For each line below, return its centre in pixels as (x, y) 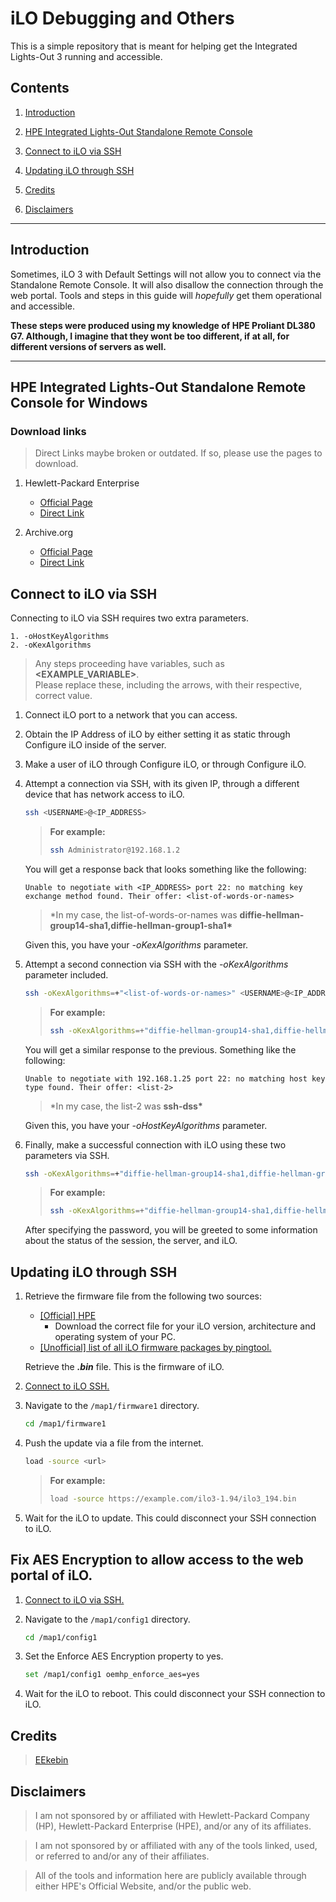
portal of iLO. (51, 1575)
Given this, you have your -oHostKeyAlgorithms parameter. (146, 1125)
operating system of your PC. (115, 1337)
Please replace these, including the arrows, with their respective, (168, 685)
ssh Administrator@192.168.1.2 (115, 850)
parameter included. (66, 974)
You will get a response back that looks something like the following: (165, 869)
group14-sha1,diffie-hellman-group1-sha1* (141, 925)
